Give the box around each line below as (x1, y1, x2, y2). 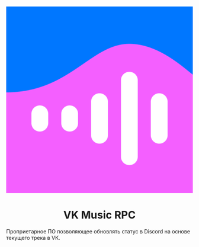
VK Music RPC (63, 208, 136, 222)
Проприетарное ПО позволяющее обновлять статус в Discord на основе (6, 227, 191, 235)
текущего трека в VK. (6, 234, 60, 241)
